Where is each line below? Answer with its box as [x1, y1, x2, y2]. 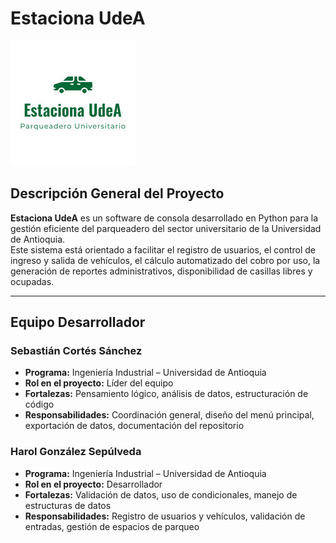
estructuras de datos [24, 499, 112, 511]
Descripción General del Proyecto [10, 185, 225, 202]
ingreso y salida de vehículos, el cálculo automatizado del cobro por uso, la [10, 254, 321, 266]
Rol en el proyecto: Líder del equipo [24, 377, 174, 389]
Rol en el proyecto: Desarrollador [24, 478, 163, 490]
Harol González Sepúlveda [10, 445, 142, 459]
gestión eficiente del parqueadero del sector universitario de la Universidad [10, 222, 322, 234]
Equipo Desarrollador [10, 314, 146, 331]
